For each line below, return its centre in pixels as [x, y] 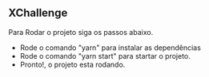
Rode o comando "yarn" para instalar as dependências [111, 48]
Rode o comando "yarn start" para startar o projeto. [105, 56]
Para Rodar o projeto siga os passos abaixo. [81, 32]
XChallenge [38, 13]
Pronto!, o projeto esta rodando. [72, 64]
